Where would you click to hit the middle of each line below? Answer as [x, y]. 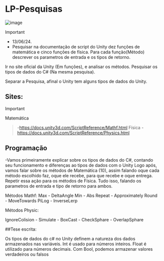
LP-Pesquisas [34, 9]
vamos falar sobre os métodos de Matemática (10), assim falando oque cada [82, 170]
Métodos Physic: [22, 210]
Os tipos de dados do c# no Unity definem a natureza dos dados [70, 238]
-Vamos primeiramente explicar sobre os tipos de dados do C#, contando [79, 160]
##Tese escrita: [21, 229]
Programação [26, 148]
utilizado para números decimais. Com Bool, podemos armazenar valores [79, 249]
